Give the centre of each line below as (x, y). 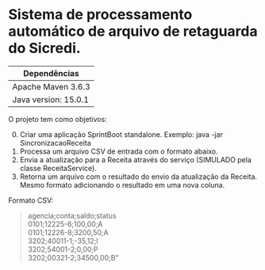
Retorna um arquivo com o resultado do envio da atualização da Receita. (138, 177)
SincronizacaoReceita (55, 143)
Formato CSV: (31, 200)
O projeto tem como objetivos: (58, 119)
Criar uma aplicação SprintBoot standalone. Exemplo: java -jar (121, 134)
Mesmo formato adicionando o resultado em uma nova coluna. (122, 184)
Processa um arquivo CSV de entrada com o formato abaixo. (119, 151)
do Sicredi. (44, 48)
